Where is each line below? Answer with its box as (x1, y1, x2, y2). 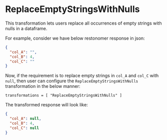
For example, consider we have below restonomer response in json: (5, 35, 145, 41)
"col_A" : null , (10, 116, 42, 121)
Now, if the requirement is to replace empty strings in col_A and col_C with (5, 73, 159, 79)
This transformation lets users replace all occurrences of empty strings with (5, 20, 162, 26)
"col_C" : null (10, 125, 39, 130)
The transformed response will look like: (5, 102, 88, 108)
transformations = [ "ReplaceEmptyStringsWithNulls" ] (5, 93, 122, 98)
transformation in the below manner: (5, 83, 81, 89)
